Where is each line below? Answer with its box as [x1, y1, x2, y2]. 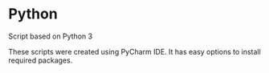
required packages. [8, 55, 73, 65]
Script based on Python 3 [8, 31, 93, 41]
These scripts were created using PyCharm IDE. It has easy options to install [8, 47, 261, 56]
